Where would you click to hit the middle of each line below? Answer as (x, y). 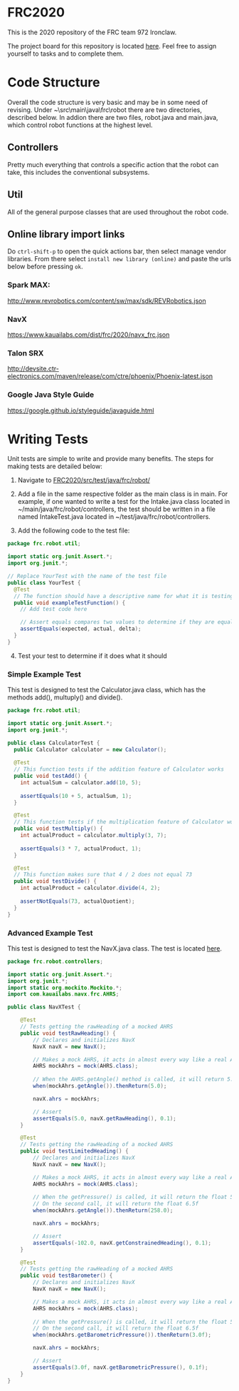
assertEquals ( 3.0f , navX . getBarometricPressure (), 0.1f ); (121, 1367)
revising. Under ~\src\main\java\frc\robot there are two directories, (105, 110)
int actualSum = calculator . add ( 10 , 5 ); (81, 782)
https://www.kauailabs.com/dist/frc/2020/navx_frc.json (89, 334)
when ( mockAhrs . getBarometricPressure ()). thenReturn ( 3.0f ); (122, 1335)
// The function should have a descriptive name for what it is (111, 596)
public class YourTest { (44, 582)
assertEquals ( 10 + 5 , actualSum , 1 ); (76, 796)
